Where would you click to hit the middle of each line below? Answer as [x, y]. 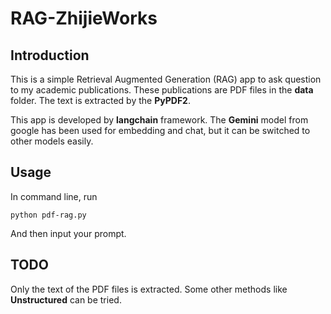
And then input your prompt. [68, 233]
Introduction [50, 55]
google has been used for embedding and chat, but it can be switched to [160, 130]
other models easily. [52, 141]
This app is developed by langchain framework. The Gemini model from [159, 120]
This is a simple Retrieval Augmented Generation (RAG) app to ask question [166, 79]
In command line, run [54, 196]
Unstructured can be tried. [66, 299]
